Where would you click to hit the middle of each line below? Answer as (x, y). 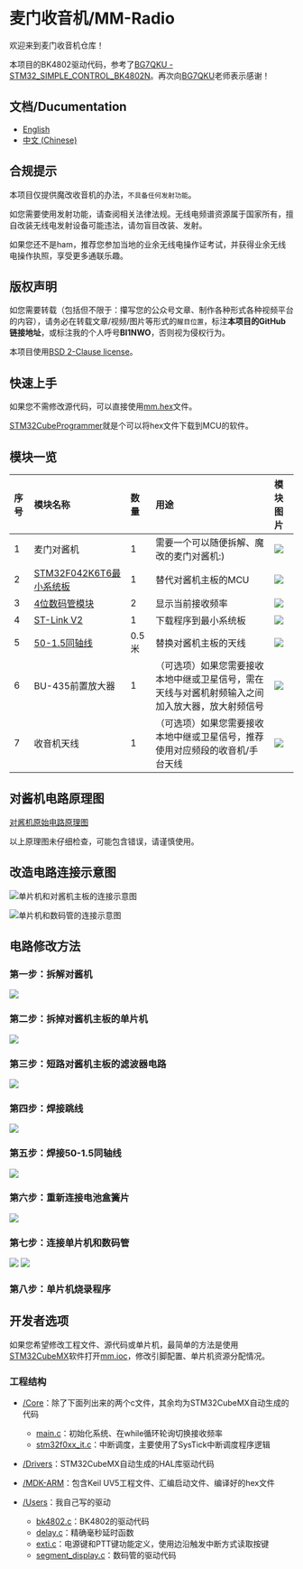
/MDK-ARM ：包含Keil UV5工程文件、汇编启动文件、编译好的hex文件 (148, 1483)
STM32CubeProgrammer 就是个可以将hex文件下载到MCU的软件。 (132, 426)
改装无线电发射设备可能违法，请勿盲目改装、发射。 (112, 225)
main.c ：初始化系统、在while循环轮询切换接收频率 (129, 1434)
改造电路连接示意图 (63, 873)
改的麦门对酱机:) (190, 556)
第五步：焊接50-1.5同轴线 (65, 1154)
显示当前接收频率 (192, 603)
